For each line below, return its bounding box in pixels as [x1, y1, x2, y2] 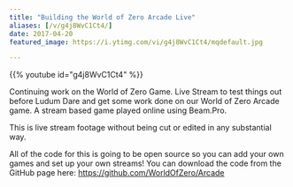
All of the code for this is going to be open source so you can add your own [9, 149, 285, 160]
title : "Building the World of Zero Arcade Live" [9, 12, 197, 22]
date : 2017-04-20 [9, 29, 73, 38]
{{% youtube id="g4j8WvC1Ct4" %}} [9, 70, 144, 80]
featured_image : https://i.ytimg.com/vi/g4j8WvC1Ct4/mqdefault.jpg [9, 37, 264, 47]
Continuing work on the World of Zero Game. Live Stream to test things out [9, 86, 282, 97]
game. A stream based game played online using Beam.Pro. [9, 105, 227, 116]
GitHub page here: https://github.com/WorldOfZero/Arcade [9, 168, 225, 178]
